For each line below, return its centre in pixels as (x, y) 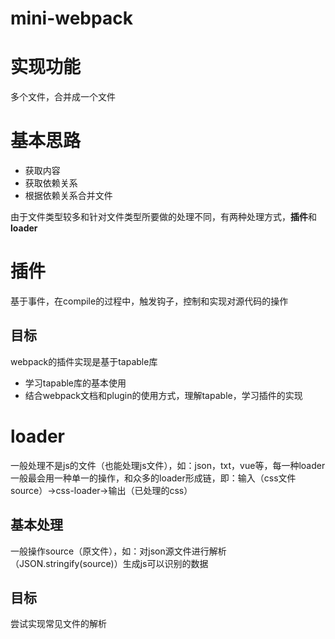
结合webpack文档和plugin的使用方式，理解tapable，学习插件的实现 (163, 395)
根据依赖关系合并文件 (68, 196)
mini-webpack (71, 18)
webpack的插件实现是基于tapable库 (84, 361)
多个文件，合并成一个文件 (63, 97)
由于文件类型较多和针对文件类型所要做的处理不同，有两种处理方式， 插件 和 (163, 217)
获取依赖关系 (51, 183)
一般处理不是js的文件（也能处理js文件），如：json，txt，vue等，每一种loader (168, 465)
